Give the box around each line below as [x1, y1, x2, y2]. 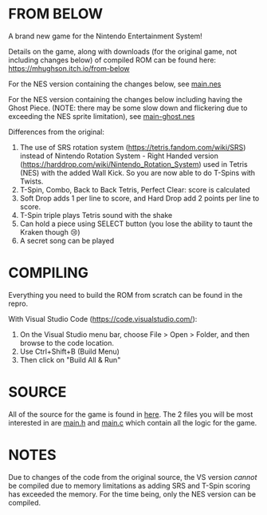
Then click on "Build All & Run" [19, 355, 121, 364]
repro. [8, 299, 29, 308]
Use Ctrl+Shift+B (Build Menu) [19, 347, 120, 356]
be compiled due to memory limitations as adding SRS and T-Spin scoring [8, 481, 251, 490]
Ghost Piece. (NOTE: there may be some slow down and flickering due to [8, 103, 248, 113]
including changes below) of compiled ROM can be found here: [8, 55, 217, 65]
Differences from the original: [8, 127, 105, 137]
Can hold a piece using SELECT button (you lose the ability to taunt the [19, 219, 253, 228]
